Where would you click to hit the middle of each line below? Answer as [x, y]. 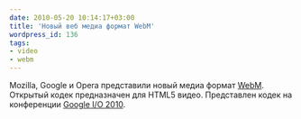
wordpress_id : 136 [44, 34]
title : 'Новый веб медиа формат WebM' [82, 26]
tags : [19, 43]
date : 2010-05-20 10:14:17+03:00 [72, 18]
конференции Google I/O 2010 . [68, 104]
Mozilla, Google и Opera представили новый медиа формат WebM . [137, 85]
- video [24, 51]
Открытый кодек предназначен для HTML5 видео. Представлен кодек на [151, 95]
